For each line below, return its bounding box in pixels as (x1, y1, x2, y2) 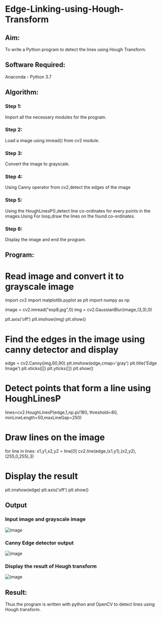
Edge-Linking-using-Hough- (5, 3, 124, 15)
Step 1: (5, 103, 22, 110)
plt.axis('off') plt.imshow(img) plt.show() (5, 316, 86, 322)
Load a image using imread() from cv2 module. (5, 137, 100, 143)
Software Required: (5, 61, 66, 69)
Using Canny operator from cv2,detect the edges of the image (5, 185, 131, 190)
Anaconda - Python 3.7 (5, 74, 52, 80)
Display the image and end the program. (5, 236, 87, 242)
